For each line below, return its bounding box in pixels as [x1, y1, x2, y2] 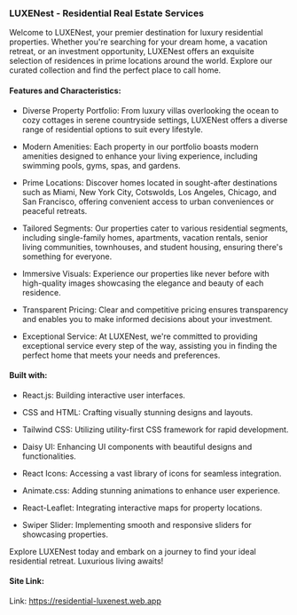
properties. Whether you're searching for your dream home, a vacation [9, 36, 268, 47]
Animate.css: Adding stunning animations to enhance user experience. [21, 485, 281, 495]
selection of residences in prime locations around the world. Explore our [9, 56, 273, 67]
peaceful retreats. [21, 205, 88, 216]
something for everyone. [21, 251, 113, 262]
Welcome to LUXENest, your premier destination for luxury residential [9, 28, 263, 38]
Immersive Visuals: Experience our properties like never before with [21, 268, 270, 279]
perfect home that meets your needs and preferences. [21, 350, 221, 360]
